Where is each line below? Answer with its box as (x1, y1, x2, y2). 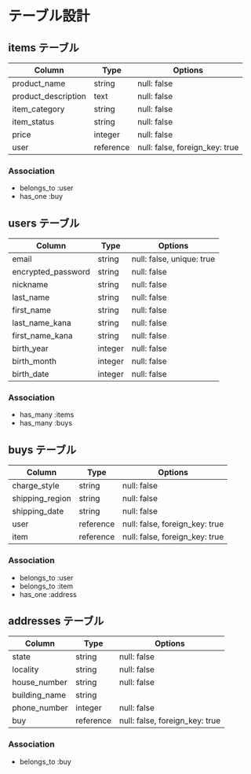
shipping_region (12, 493, 72, 504)
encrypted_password (12, 267, 90, 278)
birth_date (12, 369, 49, 380)
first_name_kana (12, 330, 73, 341)
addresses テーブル (8, 614, 104, 628)
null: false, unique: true (131, 253, 216, 264)
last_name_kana (12, 318, 72, 329)
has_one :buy (19, 192, 64, 201)
